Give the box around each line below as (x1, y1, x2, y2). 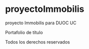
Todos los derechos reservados (5, 39, 70, 45)
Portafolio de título (5, 29, 43, 35)
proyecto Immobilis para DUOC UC (5, 20, 77, 26)
